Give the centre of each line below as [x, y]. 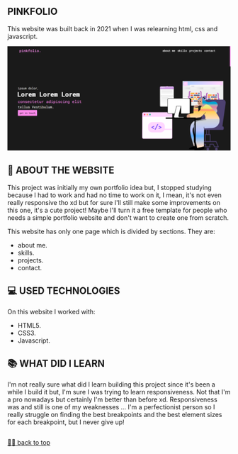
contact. [30, 267]
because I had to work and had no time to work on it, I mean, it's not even [114, 195]
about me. [32, 245]
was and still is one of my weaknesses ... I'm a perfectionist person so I [111, 406]
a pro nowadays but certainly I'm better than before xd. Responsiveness [112, 399]
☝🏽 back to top [29, 442]
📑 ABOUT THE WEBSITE [61, 171]
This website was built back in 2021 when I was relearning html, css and [113, 28]
